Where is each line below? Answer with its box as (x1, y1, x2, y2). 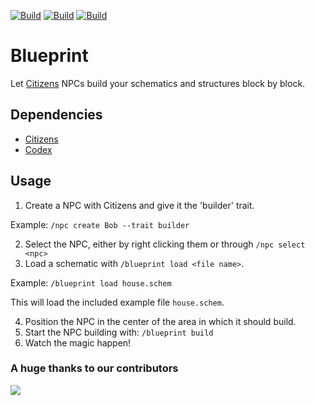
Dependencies (10, 106, 103, 124)
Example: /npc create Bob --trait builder (10, 218, 190, 230)
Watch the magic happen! (24, 336, 132, 349)
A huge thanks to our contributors (10, 361, 179, 375)
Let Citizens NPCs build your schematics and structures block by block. (10, 77, 306, 89)
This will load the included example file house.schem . (10, 296, 225, 308)
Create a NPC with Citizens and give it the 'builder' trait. (24, 199, 255, 211)
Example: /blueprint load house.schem (10, 276, 172, 289)
